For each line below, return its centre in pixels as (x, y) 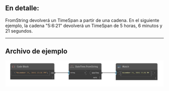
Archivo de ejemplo (36, 51)
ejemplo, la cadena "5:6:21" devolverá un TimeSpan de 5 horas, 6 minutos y (84, 25)
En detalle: (22, 8)
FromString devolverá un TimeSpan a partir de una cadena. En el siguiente (82, 20)
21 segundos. (19, 31)
